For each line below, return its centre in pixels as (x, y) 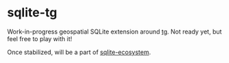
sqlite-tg (32, 13)
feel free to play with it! (40, 38)
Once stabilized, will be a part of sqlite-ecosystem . (79, 52)
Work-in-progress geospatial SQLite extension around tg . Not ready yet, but (115, 32)
